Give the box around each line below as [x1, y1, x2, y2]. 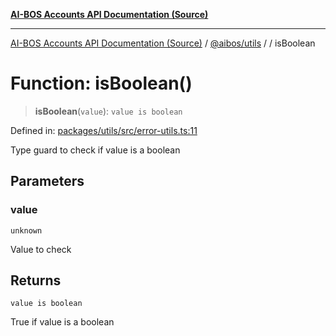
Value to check [10, 243, 72, 255]
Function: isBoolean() [10, 72, 193, 95]
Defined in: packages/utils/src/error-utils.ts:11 [10, 124, 198, 136]
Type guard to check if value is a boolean [10, 144, 181, 156]
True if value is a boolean [10, 316, 115, 328]
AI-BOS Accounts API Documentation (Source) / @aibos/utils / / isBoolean [10, 37, 316, 49]
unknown [10, 225, 43, 236]
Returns [10, 272, 62, 289]
